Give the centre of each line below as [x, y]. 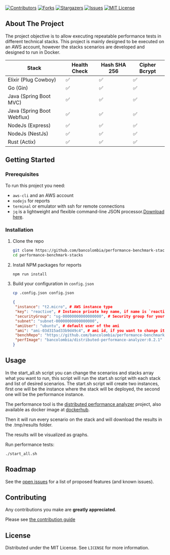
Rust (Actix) [22, 142]
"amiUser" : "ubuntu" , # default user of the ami [67, 326]
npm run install [30, 274]
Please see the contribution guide [40, 519]
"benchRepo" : [29, 335]
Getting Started [30, 160]
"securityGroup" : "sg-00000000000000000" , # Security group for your [90, 316]
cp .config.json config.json [43, 293]
